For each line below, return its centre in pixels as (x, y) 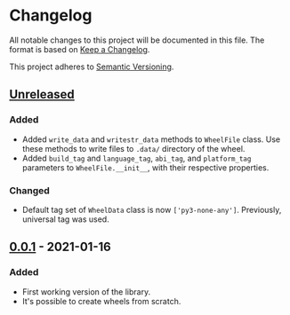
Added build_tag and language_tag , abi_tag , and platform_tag (137, 158)
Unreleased (42, 94)
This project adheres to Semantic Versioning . (92, 67)
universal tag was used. (65, 219)
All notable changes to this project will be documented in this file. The (137, 40)
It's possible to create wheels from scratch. (101, 301)
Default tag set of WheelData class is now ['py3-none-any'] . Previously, (152, 209)
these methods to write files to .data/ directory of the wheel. (133, 148)
